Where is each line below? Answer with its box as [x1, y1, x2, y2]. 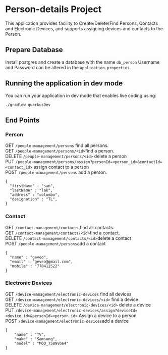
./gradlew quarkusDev [5, 102, 51, 107]
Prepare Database [5, 45, 63, 54]
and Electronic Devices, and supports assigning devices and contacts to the [5, 25, 163, 31]
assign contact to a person [33, 164, 89, 170]
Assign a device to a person [79, 312, 137, 319]
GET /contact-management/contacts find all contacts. [5, 224, 115, 230]
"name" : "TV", [14, 332, 46, 337]
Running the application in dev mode [5, 79, 123, 88]
